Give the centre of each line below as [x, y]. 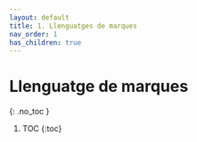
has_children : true [45, 42]
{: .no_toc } [29, 112]
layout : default [39, 17]
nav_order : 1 [33, 34]
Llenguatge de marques [99, 87]
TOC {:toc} [42, 129]
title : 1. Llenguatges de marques [74, 26]
